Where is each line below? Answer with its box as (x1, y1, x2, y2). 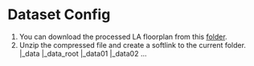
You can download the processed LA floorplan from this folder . (18, 32, 227, 41)
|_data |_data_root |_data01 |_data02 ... (18, 49, 147, 58)
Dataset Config (7, 6, 111, 24)
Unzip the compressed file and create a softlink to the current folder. (18, 40, 247, 49)
